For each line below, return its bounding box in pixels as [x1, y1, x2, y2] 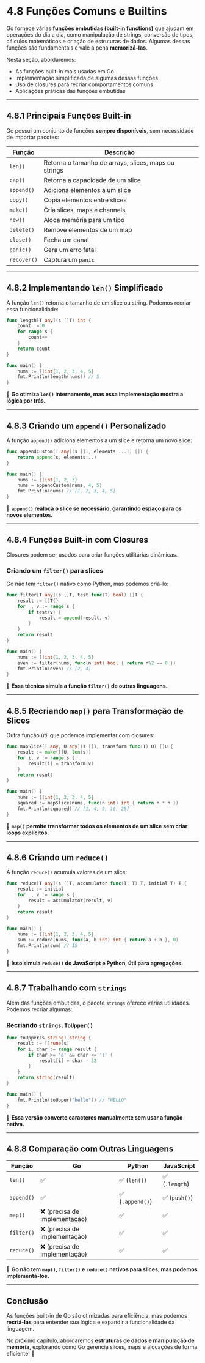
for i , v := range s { [17, 754, 75, 761]
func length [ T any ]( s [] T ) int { [6, 317, 92, 324]
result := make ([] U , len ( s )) [17, 749, 92, 756]
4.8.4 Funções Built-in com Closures [6, 535, 148, 545]
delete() [9, 226, 35, 233]
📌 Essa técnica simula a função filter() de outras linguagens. [6, 682, 168, 689]
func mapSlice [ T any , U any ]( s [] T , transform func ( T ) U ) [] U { [6, 743, 173, 750]
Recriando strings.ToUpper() [6, 1020, 93, 1029]
